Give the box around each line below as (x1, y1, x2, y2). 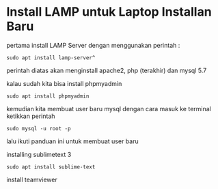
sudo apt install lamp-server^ (6, 54, 96, 61)
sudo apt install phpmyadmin (6, 93, 90, 100)
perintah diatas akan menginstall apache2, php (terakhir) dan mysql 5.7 (6, 66, 207, 74)
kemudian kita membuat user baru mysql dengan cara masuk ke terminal (6, 104, 211, 113)
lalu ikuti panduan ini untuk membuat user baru (6, 137, 139, 145)
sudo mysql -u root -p (6, 125, 71, 132)
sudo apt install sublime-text (6, 163, 96, 171)
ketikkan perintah (6, 112, 55, 120)
